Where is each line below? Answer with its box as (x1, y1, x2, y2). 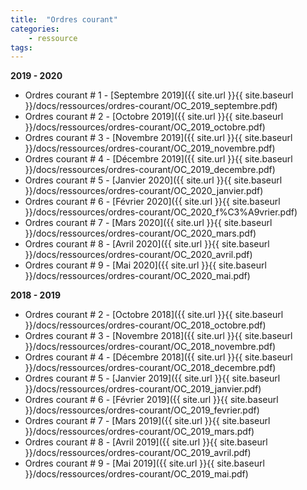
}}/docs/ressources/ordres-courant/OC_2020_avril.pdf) (24, 249, 253, 261)
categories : (10, 24, 60, 34)
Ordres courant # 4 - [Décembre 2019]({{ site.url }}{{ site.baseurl (24, 153, 293, 165)
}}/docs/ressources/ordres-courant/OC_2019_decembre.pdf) (24, 164, 276, 176)
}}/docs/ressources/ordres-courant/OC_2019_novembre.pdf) (24, 142, 276, 155)
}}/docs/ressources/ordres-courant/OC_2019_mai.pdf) (24, 468, 249, 480)
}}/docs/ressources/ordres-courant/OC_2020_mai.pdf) (24, 270, 251, 282)
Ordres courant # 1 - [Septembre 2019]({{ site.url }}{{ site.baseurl (24, 89, 294, 101)
